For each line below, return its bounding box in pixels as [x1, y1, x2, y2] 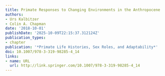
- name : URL [5, 58, 30, 63]
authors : [5, 12, 24, 17]
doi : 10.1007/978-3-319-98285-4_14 [5, 49, 80, 54]
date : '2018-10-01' [5, 26, 46, 31]
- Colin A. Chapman [5, 21, 46, 26]
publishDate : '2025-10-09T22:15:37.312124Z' [5, 30, 100, 35]
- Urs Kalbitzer [5, 16, 39, 21]
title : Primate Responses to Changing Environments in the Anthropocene [5, 7, 160, 12]
